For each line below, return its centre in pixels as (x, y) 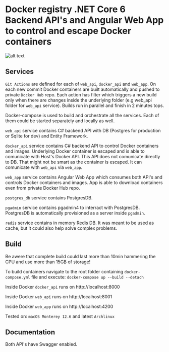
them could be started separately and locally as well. (60, 121)
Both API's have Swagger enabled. (41, 344)
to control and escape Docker (68, 31)
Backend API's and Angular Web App (84, 20)
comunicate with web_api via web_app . (44, 167)
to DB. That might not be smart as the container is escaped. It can (74, 162)
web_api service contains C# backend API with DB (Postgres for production (83, 130)
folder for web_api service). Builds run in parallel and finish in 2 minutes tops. (85, 105)
